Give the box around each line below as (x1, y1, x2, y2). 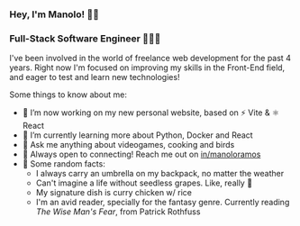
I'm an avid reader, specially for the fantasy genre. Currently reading (35, 197, 290, 208)
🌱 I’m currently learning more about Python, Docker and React (22, 130, 254, 140)
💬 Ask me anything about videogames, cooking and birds (22, 140, 235, 150)
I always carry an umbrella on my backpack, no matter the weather (35, 168, 285, 179)
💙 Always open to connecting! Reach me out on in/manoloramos (22, 149, 261, 160)
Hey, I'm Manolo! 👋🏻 (9, 8, 99, 21)
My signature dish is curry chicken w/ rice (35, 187, 192, 198)
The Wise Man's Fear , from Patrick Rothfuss (35, 206, 201, 217)
